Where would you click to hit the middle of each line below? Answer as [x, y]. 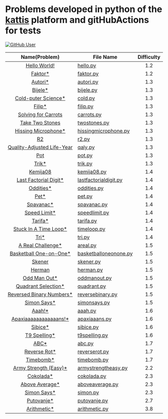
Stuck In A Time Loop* [40, 229]
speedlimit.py [93, 212]
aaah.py [87, 310]
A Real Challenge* [40, 245]
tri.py [83, 237]
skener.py [89, 262]
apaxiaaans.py [95, 319]
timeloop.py [91, 229]
